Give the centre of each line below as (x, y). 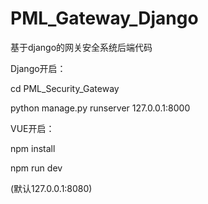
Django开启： (38, 68)
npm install (33, 148)
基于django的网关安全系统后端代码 (81, 47)
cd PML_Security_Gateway (65, 88)
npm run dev (36, 168)
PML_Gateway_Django (104, 18)
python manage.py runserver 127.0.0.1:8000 (100, 108)
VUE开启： (32, 128)
